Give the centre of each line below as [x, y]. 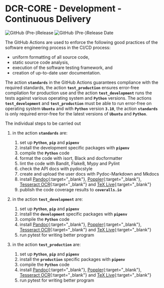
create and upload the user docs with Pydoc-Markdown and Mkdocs [89, 174]
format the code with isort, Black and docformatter [71, 158]
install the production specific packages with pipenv [72, 259]
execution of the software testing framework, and [62, 68]
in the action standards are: [40, 133]
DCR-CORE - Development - [63, 9]
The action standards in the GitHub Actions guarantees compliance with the [82, 82]
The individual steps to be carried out [43, 123]
